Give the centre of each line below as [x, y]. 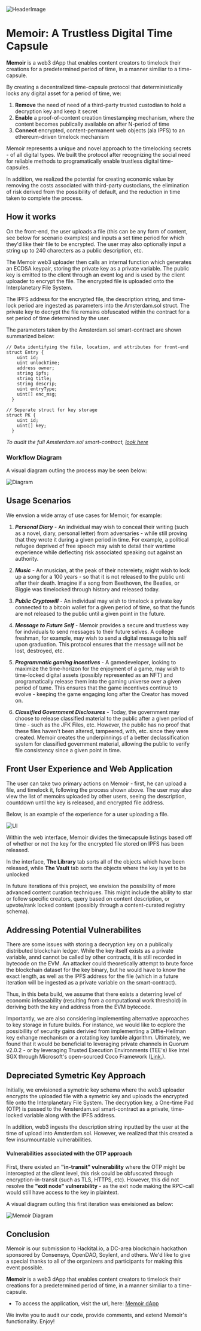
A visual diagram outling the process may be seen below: [77, 470]
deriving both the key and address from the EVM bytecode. [79, 1007]
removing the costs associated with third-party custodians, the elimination [98, 185]
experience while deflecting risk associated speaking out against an [98, 552]
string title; [34, 378]
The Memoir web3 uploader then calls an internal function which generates [99, 262]
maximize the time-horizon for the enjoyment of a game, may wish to [100, 668]
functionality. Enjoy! [31, 1321]
